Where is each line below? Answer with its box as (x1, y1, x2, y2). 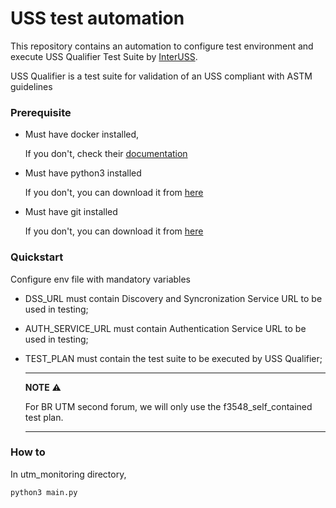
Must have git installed (24, 206, 118, 218)
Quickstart (10, 250, 64, 264)
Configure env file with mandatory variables (10, 273, 192, 285)
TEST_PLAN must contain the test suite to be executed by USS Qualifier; (24, 352, 323, 364)
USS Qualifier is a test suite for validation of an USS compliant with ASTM (10, 70, 313, 82)
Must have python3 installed (24, 167, 142, 179)
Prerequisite (10, 105, 72, 119)
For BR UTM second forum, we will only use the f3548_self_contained (24, 400, 313, 412)
